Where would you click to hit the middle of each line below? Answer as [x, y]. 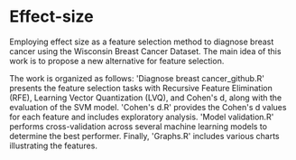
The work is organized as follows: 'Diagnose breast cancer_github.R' [137, 78]
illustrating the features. [53, 146]
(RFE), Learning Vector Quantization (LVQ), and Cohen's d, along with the [146, 98]
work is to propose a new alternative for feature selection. [117, 61]
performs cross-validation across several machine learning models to [139, 126]
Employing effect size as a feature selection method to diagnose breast [142, 42]
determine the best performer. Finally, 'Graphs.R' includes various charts [144, 136]
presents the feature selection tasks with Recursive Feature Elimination [141, 88]
